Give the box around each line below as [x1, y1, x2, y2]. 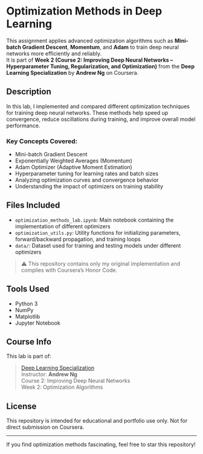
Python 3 [14, 300, 38, 307]
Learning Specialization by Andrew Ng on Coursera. [6, 69, 139, 76]
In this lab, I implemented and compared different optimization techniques [6, 103, 190, 110]
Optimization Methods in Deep [6, 4, 163, 18]
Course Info [6, 337, 52, 347]
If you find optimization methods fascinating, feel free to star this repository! [6, 441, 196, 448]
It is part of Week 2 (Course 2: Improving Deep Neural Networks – [6, 56, 173, 63]
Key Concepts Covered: [6, 137, 78, 145]
